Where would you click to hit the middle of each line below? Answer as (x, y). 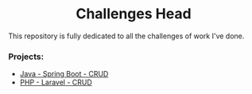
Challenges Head (134, 14)
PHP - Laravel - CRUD (56, 82)
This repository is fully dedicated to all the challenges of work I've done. (126, 36)
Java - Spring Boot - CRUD (64, 74)
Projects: (26, 57)
